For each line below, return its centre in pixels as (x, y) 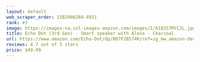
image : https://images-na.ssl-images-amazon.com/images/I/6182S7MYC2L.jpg (101, 28)
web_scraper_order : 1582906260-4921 (51, 17)
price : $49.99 (24, 50)
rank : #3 (17, 22)
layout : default (26, 12)
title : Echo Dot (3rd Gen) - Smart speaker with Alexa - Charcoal (90, 34)
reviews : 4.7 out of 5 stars (42, 45)
